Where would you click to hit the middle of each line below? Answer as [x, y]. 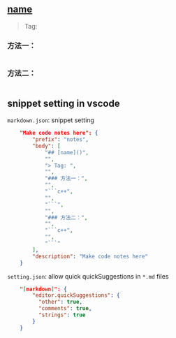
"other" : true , [60, 302]
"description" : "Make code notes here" [90, 256]
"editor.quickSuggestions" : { [76, 295]
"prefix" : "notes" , [61, 140]
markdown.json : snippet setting [51, 120]
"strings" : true [62, 315]
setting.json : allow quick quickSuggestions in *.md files [88, 276]
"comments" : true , [65, 309]
